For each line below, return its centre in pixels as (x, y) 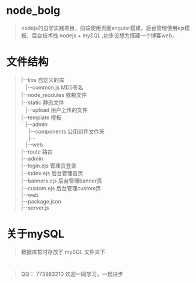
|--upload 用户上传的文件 (57, 110)
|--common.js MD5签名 (54, 87)
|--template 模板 (41, 117)
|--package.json (41, 201)
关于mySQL (35, 234)
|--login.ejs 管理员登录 (49, 166)
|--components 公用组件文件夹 (67, 131)
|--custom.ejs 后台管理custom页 (61, 188)
